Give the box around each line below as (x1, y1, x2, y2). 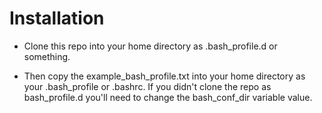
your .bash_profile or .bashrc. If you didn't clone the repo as (23, 80, 272, 92)
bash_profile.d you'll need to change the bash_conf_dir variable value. (23, 91, 313, 103)
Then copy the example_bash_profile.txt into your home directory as (23, 70, 306, 82)
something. (23, 50, 71, 62)
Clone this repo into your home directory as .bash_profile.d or (23, 40, 278, 52)
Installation (9, 7, 105, 30)
